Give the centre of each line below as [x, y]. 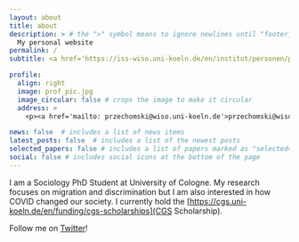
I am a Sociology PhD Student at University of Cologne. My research [134, 182]
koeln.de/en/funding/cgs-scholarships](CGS [91, 211]
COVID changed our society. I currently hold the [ [100, 201]
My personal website [55, 42]
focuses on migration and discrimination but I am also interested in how [140, 191]
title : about [33, 26]
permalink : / [33, 51]
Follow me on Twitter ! [48, 228]
